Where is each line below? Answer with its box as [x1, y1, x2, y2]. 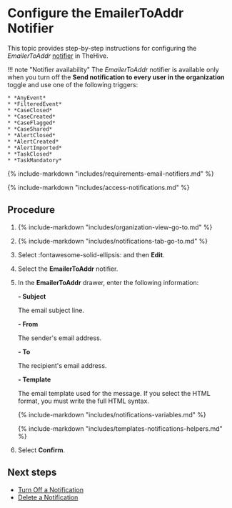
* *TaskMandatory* [7, 156, 62, 164]
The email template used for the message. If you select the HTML [17, 389, 211, 397]
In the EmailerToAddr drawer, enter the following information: [17, 278, 199, 287]
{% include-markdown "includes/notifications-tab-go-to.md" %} [17, 236, 208, 245]
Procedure [7, 204, 56, 216]
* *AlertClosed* [7, 131, 56, 139]
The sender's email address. [17, 334, 102, 342]
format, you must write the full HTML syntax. [17, 397, 150, 405]
